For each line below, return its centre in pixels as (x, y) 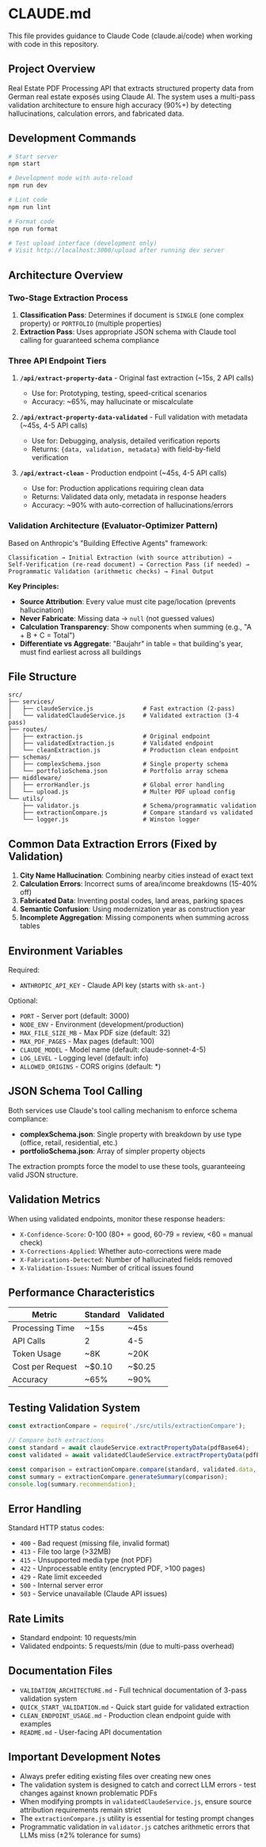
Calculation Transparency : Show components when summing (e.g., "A (135, 626)
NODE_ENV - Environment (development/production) (102, 1024)
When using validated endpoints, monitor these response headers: (117, 1219)
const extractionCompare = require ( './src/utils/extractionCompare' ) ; (127, 1426)
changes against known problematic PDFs (88, 1793)
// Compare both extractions (56, 1441)
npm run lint (30, 207)
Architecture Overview (66, 275)
